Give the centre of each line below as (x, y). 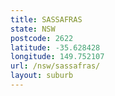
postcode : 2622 (42, 38)
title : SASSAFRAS (46, 19)
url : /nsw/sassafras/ (55, 66)
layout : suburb (42, 76)
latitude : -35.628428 (55, 47)
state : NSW (33, 29)
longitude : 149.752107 (57, 57)
